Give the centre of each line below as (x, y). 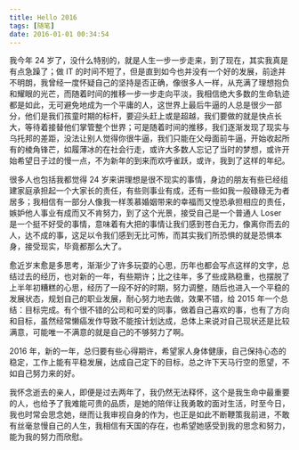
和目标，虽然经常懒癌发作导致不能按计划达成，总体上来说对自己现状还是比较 (149, 321)
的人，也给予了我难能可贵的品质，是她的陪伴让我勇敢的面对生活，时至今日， (149, 404)
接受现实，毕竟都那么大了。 (75, 247)
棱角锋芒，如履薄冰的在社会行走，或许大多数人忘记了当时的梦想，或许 (153, 150)
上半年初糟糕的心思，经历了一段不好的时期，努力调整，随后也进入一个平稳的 (149, 288)
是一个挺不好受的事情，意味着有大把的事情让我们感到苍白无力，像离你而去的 (149, 225)
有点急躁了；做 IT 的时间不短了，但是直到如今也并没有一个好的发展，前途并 (148, 71)
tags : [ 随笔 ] (32, 26)
